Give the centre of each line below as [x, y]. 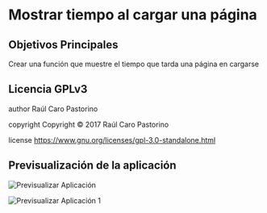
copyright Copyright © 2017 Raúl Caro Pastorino [89, 124]
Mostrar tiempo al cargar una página [133, 15]
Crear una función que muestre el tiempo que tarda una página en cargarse [134, 64]
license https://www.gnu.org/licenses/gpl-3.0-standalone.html [112, 140]
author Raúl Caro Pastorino [53, 109]
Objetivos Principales [63, 45]
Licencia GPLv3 [48, 89]
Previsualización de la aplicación [92, 166]
